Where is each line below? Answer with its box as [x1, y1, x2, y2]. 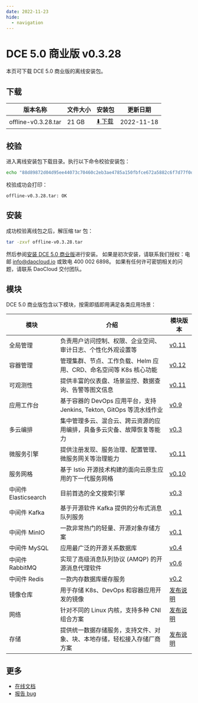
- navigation [11, 20, 44, 25]
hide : [6, 14, 19, 20]
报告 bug [14, 690, 37, 697]
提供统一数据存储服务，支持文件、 [60, 626, 155, 634]
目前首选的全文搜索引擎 [60, 489, 126, 498]
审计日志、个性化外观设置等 [60, 346, 137, 354]
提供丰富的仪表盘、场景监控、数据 [60, 377, 155, 385]
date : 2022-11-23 [6, 8, 49, 15]
